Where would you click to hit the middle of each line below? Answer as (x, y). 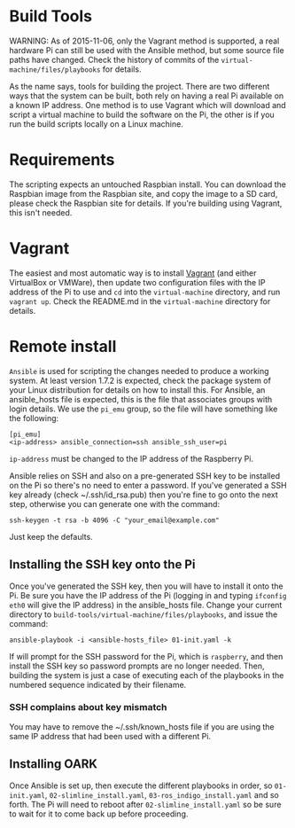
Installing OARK (53, 764)
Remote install (63, 347)
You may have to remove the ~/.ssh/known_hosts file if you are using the (142, 726)
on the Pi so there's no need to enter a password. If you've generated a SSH (148, 485)
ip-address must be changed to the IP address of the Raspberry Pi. (132, 458)
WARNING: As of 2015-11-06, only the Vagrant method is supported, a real (144, 41)
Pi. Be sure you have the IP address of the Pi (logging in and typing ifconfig (148, 595)
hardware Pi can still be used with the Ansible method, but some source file (147, 50)
